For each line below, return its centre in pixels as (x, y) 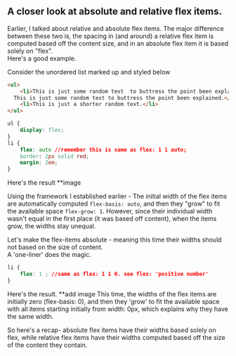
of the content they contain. (47, 345)
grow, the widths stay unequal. (52, 226)
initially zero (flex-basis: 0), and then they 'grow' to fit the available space (113, 301)
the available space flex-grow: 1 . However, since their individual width (110, 211)
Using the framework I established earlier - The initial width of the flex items (117, 197)
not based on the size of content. (55, 247)
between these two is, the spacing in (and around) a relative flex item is (111, 36)
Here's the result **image (44, 183)
